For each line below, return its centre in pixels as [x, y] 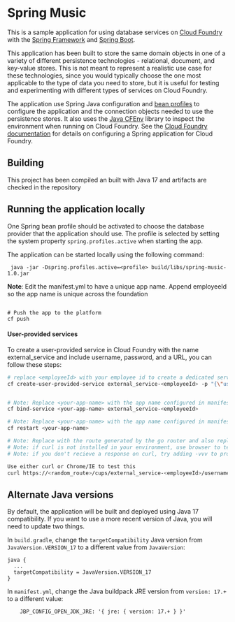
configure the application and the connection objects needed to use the [111, 111]
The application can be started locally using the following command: [106, 254]
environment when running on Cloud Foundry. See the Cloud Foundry [107, 126]
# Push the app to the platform [54, 312]
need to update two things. [46, 526]
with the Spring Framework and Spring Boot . [71, 39]
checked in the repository [44, 187]
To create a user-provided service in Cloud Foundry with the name [103, 349]
